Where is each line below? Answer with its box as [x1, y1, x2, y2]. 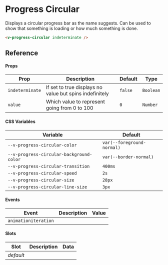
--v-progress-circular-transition [7, 163, 90, 169]
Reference [5, 49, 38, 57]
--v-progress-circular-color [7, 142, 77, 148]
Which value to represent [45, 98, 105, 105]
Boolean [142, 87, 160, 93]
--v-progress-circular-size [7, 177, 74, 183]
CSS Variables [5, 118, 36, 124]
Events [5, 196, 20, 203]
